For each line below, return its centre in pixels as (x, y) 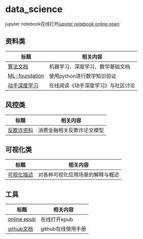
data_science (34, 9)
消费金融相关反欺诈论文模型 (71, 130)
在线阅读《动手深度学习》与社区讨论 (92, 85)
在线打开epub (57, 219)
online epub (22, 219)
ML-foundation (26, 76)
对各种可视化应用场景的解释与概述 (79, 175)
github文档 (20, 229)
